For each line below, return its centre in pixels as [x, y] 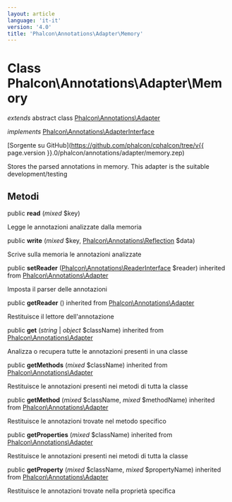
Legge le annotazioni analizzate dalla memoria [75, 227]
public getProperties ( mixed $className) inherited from [90, 435]
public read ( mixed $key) [44, 213]
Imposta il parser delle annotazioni [57, 289]
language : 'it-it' [34, 20]
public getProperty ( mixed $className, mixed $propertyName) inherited [114, 470]
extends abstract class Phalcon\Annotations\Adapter [84, 118]
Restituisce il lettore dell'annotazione [61, 316]
